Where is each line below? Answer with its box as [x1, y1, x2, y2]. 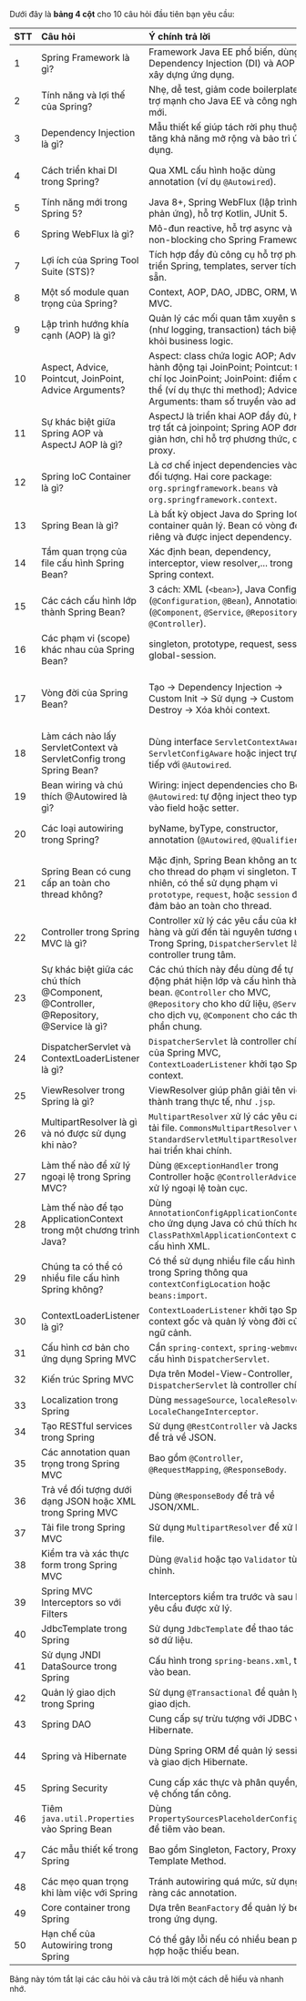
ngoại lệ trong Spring [40, 1170, 131, 1183]
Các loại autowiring [40, 822, 124, 834]
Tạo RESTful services [40, 1420, 133, 1432]
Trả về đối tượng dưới [40, 1484, 132, 1496]
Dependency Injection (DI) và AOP [148, 57, 296, 69]
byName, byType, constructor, [148, 822, 279, 834]
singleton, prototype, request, [148, 638, 275, 650]
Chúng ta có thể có [40, 1261, 123, 1272]
